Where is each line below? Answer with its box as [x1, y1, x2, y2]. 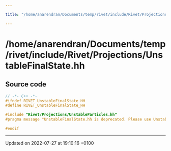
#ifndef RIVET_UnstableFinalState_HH [5, 98, 85, 103]
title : [5, 12, 19, 17]
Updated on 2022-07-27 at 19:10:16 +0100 [5, 140, 94, 146]
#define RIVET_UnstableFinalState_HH [5, 103, 85, 108]
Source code [5, 80, 47, 89]
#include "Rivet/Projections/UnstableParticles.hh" [5, 112, 117, 117]
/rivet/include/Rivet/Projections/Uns [5, 49, 163, 61]
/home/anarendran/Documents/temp [5, 38, 166, 50]
